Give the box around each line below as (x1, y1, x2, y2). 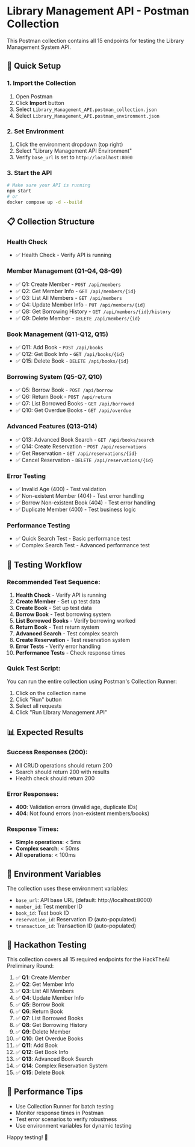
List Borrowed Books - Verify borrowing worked (15, 617, 136, 624)
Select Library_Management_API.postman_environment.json (15, 112, 160, 119)
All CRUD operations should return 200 (15, 761, 113, 769)
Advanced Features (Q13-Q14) (7, 422, 98, 431)
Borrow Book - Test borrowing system (15, 611, 111, 618)
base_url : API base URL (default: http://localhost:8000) (15, 897, 152, 904)
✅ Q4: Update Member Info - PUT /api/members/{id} (15, 300, 146, 308)
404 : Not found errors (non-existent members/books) (15, 810, 150, 817)
